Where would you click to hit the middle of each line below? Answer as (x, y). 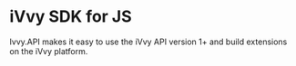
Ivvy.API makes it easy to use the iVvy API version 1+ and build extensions (148, 42)
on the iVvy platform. (49, 51)
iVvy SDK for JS (71, 17)
